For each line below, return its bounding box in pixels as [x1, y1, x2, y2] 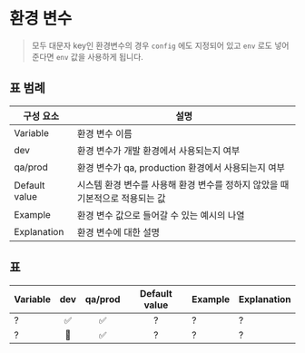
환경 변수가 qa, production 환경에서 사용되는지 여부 [76, 161, 286, 173]
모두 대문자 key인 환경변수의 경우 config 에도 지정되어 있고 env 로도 [31, 40, 272, 51]
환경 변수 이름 [76, 127, 133, 140]
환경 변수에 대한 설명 [76, 226, 161, 239]
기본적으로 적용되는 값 [76, 191, 166, 204]
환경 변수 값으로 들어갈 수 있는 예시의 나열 [76, 209, 245, 221]
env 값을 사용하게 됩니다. [55, 51, 143, 62]
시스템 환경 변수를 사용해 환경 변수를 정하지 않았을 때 [76, 178, 290, 191]
